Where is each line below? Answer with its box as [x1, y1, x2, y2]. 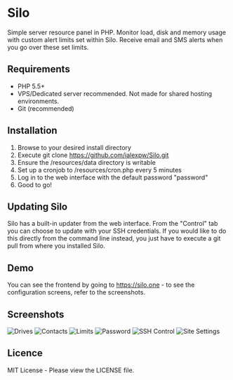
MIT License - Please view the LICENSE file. [7, 366, 135, 374]
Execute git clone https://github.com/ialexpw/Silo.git [17, 151, 169, 159]
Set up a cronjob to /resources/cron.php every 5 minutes [17, 165, 182, 174]
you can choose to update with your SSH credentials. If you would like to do [7, 226, 227, 236]
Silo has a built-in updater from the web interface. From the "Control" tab [7, 219, 218, 228]
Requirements [7, 63, 70, 75]
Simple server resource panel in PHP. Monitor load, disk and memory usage [7, 28, 227, 36]
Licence [7, 347, 44, 359]
